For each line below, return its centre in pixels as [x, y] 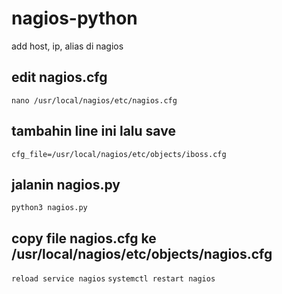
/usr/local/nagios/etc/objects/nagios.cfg [142, 253]
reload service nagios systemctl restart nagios [113, 279]
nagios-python [74, 18]
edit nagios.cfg [59, 77]
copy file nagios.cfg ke [84, 238]
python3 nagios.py [49, 208]
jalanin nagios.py [66, 184]
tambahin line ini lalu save [93, 131]
